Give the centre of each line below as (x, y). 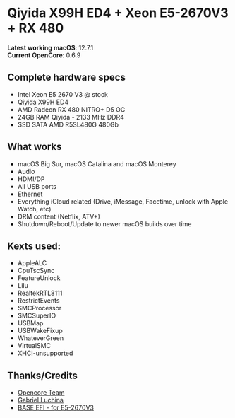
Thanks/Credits (42, 375)
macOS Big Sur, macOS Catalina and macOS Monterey (97, 163)
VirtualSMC (34, 346)
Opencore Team (41, 393)
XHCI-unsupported (45, 353)
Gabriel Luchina (40, 400)
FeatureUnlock (39, 278)
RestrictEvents (38, 301)
